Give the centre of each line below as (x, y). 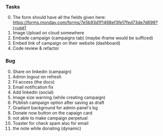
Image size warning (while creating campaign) (59, 97)
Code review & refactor (36, 48)
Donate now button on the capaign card (53, 113)
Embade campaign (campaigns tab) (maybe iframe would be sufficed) (83, 38)
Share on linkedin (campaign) (42, 71)
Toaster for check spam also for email (51, 123)
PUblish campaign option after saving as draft (58, 102)
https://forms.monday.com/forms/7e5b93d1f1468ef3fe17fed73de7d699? (85, 22)
